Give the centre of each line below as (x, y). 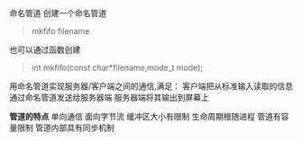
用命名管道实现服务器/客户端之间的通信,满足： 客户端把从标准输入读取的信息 (151, 86)
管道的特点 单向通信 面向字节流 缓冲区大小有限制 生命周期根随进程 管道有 (145, 116)
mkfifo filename (60, 31)
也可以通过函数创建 (45, 49)
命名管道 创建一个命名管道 (58, 13)
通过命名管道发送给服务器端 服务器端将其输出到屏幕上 (109, 97)
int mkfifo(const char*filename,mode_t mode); (117, 67)
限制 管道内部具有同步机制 (65, 128)
